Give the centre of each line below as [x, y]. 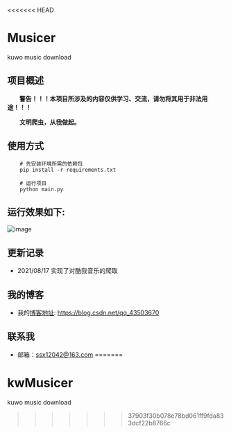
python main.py [42, 189]
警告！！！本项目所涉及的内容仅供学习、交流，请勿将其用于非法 [111, 98]
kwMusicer [40, 383]
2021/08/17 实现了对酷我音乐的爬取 [67, 271]
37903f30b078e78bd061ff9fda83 [176, 416]
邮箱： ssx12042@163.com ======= [70, 354]
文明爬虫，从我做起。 [50, 122]
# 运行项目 [33, 183]
